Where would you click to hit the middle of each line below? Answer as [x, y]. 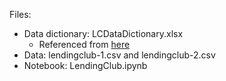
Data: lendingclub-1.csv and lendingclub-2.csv [119, 55]
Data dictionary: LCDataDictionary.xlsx [103, 33]
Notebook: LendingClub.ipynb [85, 65]
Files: [20, 14]
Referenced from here [84, 44]
